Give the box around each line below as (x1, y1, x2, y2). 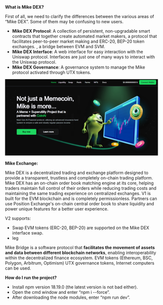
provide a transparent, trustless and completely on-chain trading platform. (5, 175, 153, 181)
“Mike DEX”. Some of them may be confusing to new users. (5, 19, 124, 24)
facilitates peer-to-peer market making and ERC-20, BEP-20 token (12, 38, 145, 44)
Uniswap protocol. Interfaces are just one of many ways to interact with (12, 54, 155, 60)
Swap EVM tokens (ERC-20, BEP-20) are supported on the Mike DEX (12, 225, 149, 231)
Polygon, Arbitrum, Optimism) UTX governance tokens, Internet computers (5, 260, 154, 266)
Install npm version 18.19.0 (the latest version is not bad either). (12, 284, 138, 290)
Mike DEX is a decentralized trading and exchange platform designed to (5, 170, 149, 176)
